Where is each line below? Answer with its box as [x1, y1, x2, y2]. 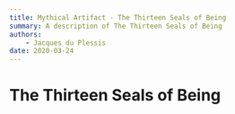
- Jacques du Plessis [25, 38, 106, 48]
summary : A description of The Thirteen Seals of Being [9, 22, 222, 31]
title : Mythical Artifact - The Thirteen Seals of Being [9, 13, 227, 22]
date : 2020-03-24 [9, 47, 74, 56]
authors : [9, 30, 42, 39]
